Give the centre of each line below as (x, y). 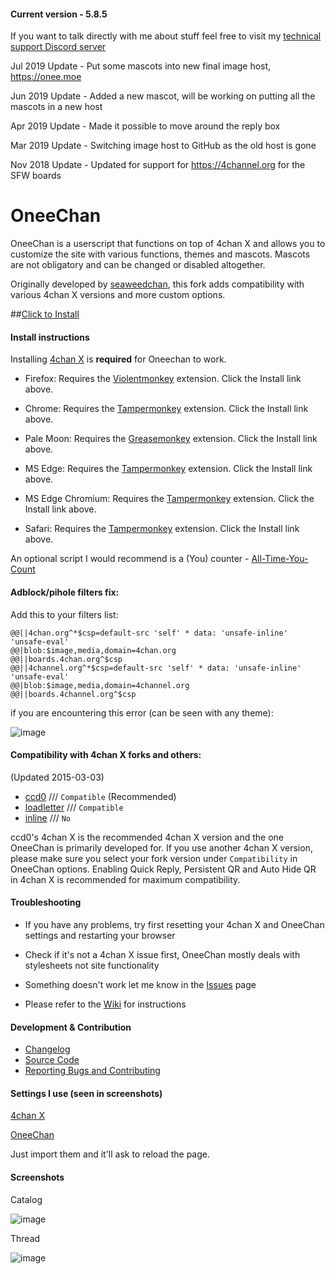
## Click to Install (45, 314)
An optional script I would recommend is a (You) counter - (130, 559)
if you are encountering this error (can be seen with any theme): (142, 712)
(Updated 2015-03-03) (57, 777)
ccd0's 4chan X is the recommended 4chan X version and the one (147, 837)
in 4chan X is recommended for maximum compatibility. (125, 879)
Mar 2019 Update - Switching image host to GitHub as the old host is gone (163, 146)
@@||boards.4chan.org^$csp (66, 659)
